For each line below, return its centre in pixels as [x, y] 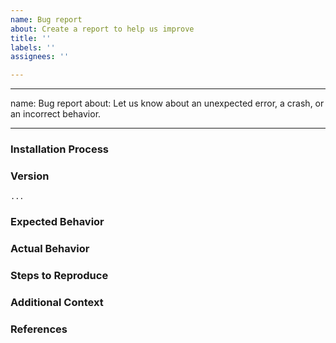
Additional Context [57, 303]
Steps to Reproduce [59, 276]
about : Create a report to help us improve [102, 29]
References [39, 329]
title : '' [31, 38]
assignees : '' [40, 57]
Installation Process [59, 149]
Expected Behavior [57, 222]
